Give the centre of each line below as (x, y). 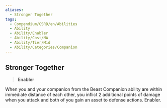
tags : (11, 19)
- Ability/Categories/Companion (44, 47)
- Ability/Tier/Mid (30, 43)
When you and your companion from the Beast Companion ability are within (84, 89)
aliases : (14, 10)
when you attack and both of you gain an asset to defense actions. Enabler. (83, 100)
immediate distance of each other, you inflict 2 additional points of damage (83, 95)
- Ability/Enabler (29, 33)
